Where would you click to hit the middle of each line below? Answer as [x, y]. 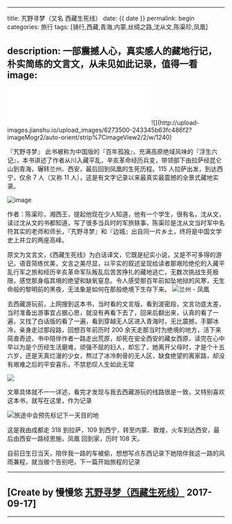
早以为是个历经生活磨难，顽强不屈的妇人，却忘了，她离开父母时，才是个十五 [116, 347]
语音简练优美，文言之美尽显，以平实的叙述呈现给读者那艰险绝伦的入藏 [119, 264]
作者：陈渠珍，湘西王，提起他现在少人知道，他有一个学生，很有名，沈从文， [116, 214]
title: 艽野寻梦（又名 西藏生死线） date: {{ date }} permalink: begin [101, 19]
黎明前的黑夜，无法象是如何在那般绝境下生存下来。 [98, 289]
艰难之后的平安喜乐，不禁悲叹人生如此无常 [74, 365]
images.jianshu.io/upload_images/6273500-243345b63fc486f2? [99, 130]
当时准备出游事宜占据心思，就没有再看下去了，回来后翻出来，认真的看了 [110, 313]
